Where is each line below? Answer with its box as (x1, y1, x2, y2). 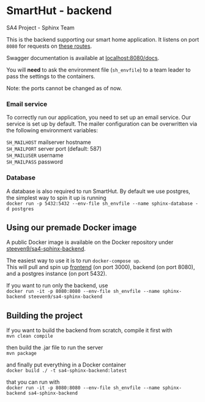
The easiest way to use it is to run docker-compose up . (6, 257, 141, 264)
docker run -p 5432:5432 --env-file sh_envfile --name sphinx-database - (6, 200, 199, 207)
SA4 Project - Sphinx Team (6, 24, 75, 31)
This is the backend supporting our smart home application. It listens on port (6, 36, 199, 43)
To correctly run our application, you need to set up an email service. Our (6, 114, 191, 121)
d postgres (6, 206, 34, 212)
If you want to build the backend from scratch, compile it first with (6, 327, 173, 334)
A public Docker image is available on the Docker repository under (6, 238, 174, 246)
